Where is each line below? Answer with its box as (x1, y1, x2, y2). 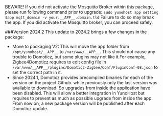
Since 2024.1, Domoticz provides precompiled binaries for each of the (12, 75, 153, 80)
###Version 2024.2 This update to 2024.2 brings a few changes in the (5, 29, 147, 35)
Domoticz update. (12, 105, 48, 111)
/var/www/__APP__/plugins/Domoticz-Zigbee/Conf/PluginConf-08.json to (12, 64, 158, 70)
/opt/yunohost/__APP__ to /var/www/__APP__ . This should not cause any (12, 48, 156, 55)
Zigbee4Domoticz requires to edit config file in (12, 59, 106, 65)
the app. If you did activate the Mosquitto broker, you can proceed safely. (5, 19, 153, 25)
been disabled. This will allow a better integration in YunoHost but (12, 90, 145, 96)
